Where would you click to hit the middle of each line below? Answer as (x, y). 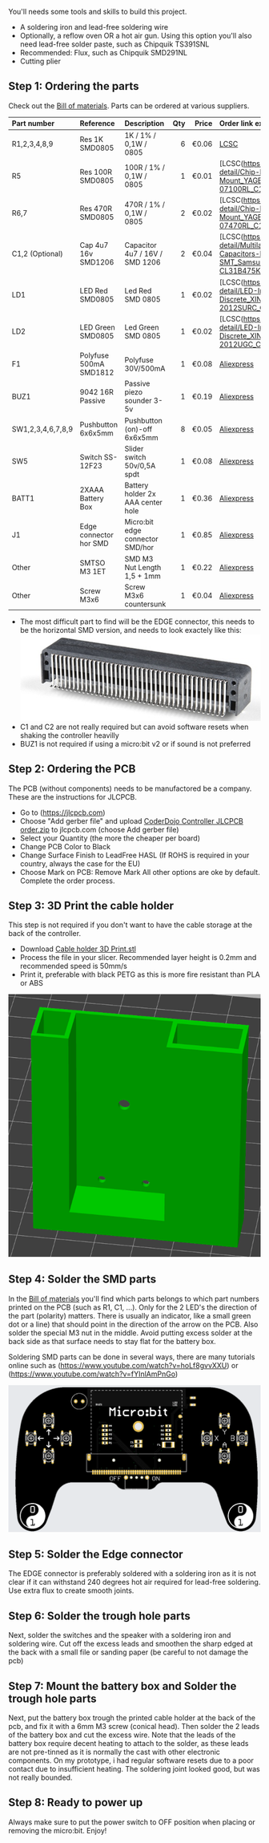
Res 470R (96, 209)
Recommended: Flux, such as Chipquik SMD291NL (104, 53)
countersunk (145, 604)
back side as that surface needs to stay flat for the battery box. (112, 1341)
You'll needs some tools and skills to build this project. (98, 12)
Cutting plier (40, 61)
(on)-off (139, 429)
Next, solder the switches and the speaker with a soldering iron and (120, 1635)
